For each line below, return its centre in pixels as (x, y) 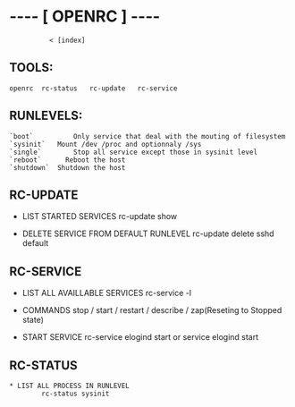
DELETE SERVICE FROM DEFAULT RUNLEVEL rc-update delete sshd (148, 233)
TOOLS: (31, 68)
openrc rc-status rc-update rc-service (93, 88)
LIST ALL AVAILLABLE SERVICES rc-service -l (107, 293)
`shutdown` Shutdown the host (67, 167)
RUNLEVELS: (46, 116)
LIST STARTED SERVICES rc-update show (100, 216)
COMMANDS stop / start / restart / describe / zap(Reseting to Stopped (152, 310)
